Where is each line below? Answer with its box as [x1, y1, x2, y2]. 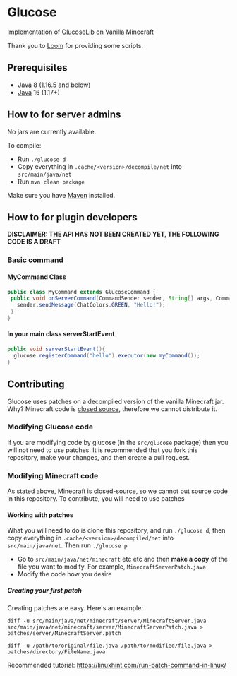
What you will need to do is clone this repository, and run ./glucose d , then [7, 526, 226, 535]
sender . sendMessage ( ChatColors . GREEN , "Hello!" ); [16, 302, 166, 309]
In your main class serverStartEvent [7, 330, 115, 338]
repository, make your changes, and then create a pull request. [7, 453, 190, 461]
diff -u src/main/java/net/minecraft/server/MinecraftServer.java [7, 617, 207, 625]
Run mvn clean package [17, 177, 85, 186]
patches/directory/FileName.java [7, 648, 106, 656]
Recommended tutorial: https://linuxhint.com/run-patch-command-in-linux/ [7, 661, 227, 670]
